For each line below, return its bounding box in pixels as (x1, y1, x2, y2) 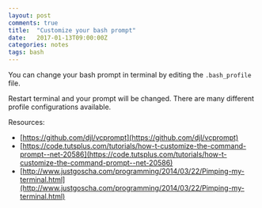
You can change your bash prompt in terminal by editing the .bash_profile (8, 70, 252, 79)
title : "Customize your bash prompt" (8, 26, 136, 34)
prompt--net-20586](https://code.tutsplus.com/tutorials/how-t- (19, 149, 227, 159)
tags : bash (8, 48, 44, 56)
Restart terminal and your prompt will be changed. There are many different (8, 94, 255, 103)
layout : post (8, 11, 51, 20)
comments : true (8, 19, 59, 27)
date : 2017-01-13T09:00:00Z (8, 33, 108, 42)
